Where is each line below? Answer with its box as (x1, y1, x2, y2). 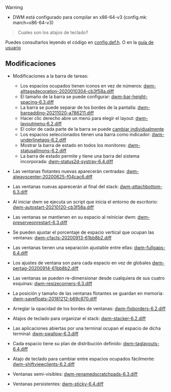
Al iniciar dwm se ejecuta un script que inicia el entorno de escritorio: (12, 198, 158, 205)
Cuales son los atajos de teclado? (17, 29, 89, 35)
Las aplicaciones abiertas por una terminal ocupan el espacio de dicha (12, 325, 161, 331)
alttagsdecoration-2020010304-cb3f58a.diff (20, 88, 115, 94)
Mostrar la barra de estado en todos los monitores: (20, 142, 127, 148)
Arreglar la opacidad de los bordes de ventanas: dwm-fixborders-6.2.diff (12, 305, 166, 312)
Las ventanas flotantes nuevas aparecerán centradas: (12, 168, 126, 174)
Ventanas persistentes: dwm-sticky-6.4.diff (12, 381, 104, 387)
